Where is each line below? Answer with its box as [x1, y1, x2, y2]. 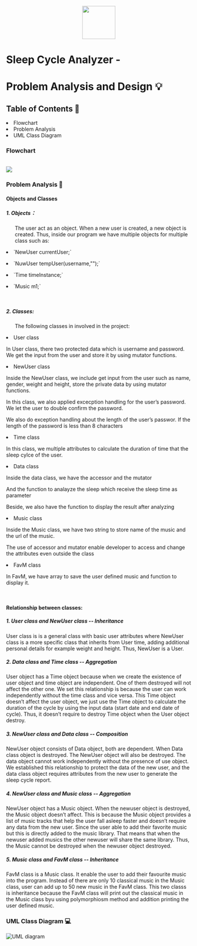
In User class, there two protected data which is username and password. [6, 345, 185, 352]
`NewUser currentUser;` [14, 248, 72, 256]
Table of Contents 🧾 [6, 104, 80, 114]
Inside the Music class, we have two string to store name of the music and [6, 526, 186, 533]
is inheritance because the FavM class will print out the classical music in [6, 889, 183, 897]
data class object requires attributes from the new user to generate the [6, 770, 178, 778]
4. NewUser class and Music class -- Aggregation [6, 790, 131, 798]
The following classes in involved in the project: [14, 322, 130, 329]
